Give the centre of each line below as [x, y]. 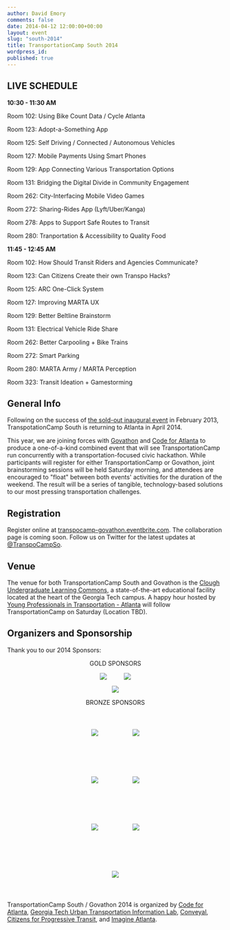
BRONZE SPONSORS [115, 702]
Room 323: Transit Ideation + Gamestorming [70, 382]
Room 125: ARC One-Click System [56, 288]
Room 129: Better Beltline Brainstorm [59, 315]
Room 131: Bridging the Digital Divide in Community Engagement [98, 182]
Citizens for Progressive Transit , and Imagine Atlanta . [82, 919]
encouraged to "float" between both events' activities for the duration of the [115, 477]
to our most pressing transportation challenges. [74, 492]
